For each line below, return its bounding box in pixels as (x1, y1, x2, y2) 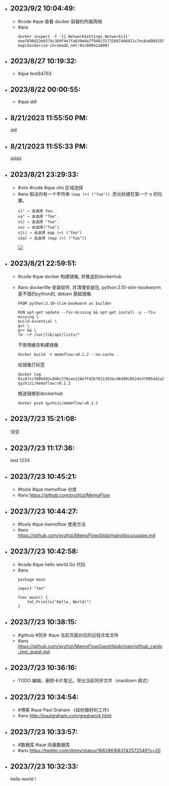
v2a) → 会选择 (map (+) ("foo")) (17, 235, 87, 241)
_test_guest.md (17, 648, 50, 655)
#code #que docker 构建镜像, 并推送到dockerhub (17, 273, 122, 279)
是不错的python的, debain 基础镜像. (17, 290, 93, 297)
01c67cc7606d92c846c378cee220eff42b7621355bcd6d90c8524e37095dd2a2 (17, 376, 164, 381)
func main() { (17, 595, 48, 600)
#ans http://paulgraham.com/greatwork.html (17, 713, 112, 719)
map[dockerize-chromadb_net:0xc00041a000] (17, 43, 110, 48)
